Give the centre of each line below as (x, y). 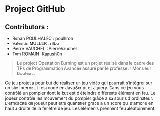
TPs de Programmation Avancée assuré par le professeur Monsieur (84, 68)
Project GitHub (35, 9)
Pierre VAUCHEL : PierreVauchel (44, 49)
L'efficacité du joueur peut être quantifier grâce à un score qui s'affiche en (79, 103)
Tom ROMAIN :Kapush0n (37, 54)
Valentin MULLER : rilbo (35, 43)
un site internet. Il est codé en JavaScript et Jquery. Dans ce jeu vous (74, 88)
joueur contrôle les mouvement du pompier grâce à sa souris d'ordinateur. (79, 98)
